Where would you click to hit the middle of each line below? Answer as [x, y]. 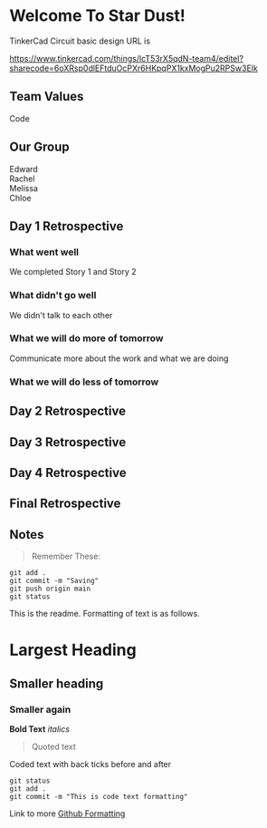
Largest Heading [73, 650]
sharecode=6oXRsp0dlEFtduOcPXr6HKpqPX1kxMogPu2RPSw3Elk [133, 68]
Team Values [47, 97]
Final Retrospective [65, 504]
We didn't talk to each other [61, 315]
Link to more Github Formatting [67, 813]
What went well [44, 252]
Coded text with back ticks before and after [91, 765]
